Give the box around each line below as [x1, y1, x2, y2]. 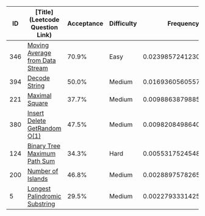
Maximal [27, 92, 52, 99]
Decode [27, 74, 50, 82]
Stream [27, 64, 48, 72]
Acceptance [67, 20, 104, 27]
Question [30, 23, 58, 31]
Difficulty [109, 20, 137, 27]
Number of [27, 167, 59, 175]
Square [27, 99, 48, 107]
